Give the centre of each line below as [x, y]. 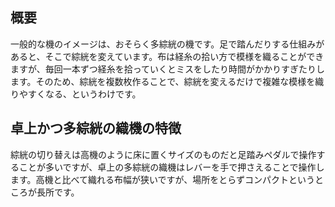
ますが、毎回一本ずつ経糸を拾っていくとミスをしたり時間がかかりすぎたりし [168, 69]
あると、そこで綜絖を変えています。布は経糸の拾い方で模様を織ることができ [167, 56]
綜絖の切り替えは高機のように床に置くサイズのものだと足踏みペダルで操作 [163, 154]
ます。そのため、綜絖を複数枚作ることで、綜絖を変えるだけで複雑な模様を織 [167, 81]
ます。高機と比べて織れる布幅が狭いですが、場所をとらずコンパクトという [163, 179]
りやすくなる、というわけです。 [76, 94]
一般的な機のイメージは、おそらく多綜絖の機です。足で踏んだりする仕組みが [167, 44]
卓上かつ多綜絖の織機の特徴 [96, 128]
